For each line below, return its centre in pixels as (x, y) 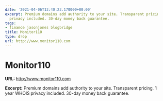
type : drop (16, 37)
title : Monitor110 (24, 32)
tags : (10, 23)
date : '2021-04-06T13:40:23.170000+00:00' (49, 9)
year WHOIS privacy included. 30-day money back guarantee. (67, 93)
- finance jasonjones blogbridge (39, 28)
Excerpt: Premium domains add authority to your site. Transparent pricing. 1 (81, 88)
